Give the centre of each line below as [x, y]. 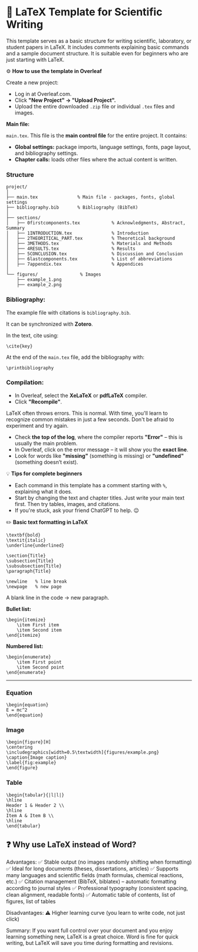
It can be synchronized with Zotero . [49, 324]
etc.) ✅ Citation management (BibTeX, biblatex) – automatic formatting [91, 881]
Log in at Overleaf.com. [43, 94]
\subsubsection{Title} [34, 566]
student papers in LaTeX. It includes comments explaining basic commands [98, 47]
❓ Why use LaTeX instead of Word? [71, 845]
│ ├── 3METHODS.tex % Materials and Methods [89, 244]
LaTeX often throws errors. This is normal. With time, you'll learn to [87, 413]
